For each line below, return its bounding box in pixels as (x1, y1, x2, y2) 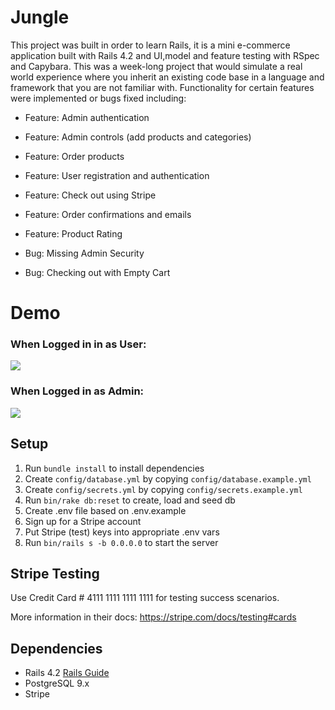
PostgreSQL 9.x (24, 677, 90, 690)
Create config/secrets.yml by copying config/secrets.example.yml (24, 483, 303, 495)
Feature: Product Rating (24, 227, 123, 240)
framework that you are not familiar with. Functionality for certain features (10, 81, 315, 93)
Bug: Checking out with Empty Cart (24, 266, 171, 278)
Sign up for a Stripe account (24, 515, 142, 527)
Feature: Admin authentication (24, 111, 150, 123)
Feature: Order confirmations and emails (24, 208, 192, 220)
